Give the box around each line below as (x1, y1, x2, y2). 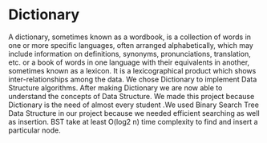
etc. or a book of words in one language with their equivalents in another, (8, 58, 250, 67)
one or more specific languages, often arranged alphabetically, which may (8, 40, 254, 50)
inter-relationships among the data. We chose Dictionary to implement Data (8, 74, 257, 84)
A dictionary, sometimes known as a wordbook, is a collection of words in (8, 32, 251, 42)
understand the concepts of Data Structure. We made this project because (8, 91, 255, 101)
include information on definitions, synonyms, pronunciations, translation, (8, 49, 251, 58)
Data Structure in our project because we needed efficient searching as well (8, 108, 260, 117)
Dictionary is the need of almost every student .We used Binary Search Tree (8, 100, 259, 109)
